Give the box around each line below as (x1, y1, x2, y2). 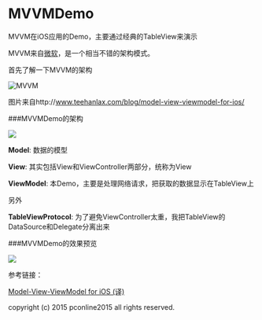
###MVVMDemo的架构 (8, 113, 84, 123)
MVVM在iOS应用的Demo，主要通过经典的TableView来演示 (8, 31, 198, 41)
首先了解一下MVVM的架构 (8, 64, 93, 75)
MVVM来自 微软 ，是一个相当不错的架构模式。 (8, 48, 155, 57)
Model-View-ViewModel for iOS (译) (8, 286, 125, 296)
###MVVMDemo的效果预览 (8, 238, 98, 248)
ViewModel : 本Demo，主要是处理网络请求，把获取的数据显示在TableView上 (8, 178, 254, 188)
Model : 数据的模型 (8, 145, 68, 154)
